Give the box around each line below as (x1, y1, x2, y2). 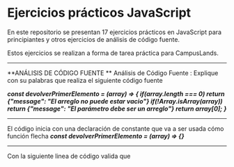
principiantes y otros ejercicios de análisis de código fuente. (7, 35, 180, 43)
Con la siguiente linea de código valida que (7, 152, 131, 160)
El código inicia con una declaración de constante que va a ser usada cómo (7, 124, 224, 133)
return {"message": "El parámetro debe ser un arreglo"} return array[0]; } (7, 104, 227, 113)
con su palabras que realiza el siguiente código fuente (7, 76, 163, 84)
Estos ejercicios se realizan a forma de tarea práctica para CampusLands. (7, 49, 219, 57)
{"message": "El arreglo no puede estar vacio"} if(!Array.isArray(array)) (7, 97, 223, 105)
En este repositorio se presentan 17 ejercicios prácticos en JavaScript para (7, 28, 221, 36)
